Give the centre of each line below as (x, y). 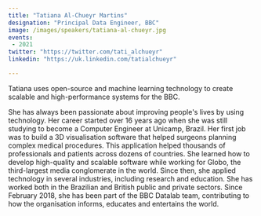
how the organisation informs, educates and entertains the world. (114, 203)
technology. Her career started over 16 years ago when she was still (118, 120)
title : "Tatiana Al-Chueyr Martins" (68, 15)
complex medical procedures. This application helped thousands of (117, 145)
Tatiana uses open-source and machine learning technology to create (121, 88)
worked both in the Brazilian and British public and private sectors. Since (125, 187)
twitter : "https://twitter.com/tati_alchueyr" (85, 52)
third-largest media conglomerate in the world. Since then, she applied (122, 170)
